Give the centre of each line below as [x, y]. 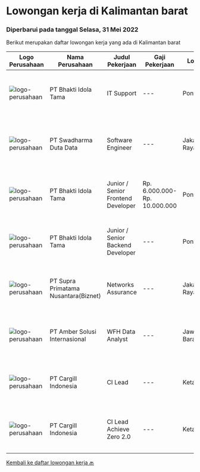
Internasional [68, 339]
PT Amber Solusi [73, 332]
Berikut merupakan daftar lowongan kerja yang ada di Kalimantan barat [93, 42]
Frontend [119, 198]
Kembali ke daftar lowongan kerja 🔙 [50, 462]
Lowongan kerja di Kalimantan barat [97, 11]
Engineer [119, 148]
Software [120, 140]
